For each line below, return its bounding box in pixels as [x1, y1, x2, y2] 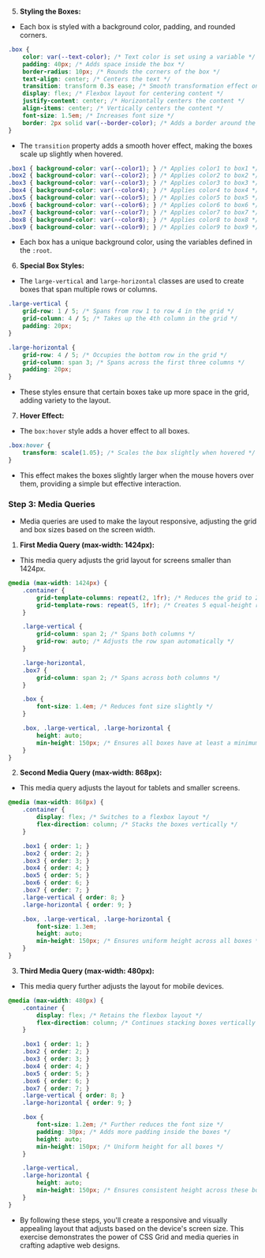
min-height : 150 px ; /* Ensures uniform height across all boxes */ [36, 937, 263, 945]
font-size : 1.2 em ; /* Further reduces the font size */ [36, 1121, 224, 1128]
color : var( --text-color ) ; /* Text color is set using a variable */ [22, 53, 256, 61]
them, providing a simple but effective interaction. [19, 479, 181, 488]
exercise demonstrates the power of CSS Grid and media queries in [19, 1232, 239, 1241]
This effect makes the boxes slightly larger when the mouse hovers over [19, 470, 255, 480]
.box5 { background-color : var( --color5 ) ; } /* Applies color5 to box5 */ [8, 193, 259, 201]
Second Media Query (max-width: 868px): [19, 768, 162, 777]
